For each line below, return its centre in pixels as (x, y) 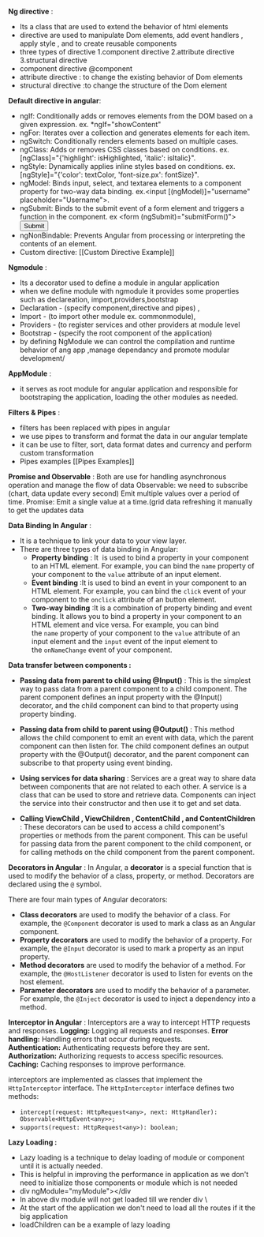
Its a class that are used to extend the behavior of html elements (124, 26)
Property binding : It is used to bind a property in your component (140, 557)
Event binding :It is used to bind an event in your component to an (139, 583)
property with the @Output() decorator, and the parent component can (134, 754)
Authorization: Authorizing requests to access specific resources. (116, 1056)
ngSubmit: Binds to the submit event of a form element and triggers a (132, 208)
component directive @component (76, 69)
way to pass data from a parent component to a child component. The (133, 689)
